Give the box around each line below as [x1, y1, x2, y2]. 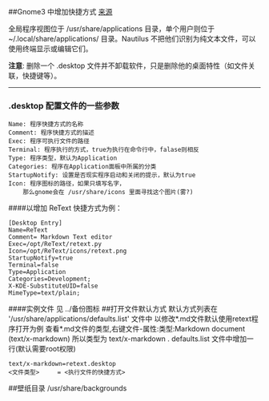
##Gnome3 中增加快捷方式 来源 [8, 7, 113, 16]
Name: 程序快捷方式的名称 [8, 121, 84, 129]
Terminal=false [8, 261, 59, 269]
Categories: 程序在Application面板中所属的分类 [8, 163, 157, 171]
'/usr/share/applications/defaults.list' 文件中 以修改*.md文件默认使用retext [8, 314, 252, 324]
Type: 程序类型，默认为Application [8, 154, 118, 162]
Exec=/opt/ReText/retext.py [8, 240, 102, 248]
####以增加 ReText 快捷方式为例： [8, 203, 122, 213]
